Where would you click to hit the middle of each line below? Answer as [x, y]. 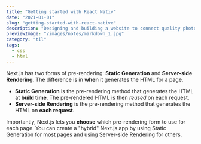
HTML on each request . [45, 110]
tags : [13, 45]
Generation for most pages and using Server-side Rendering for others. [94, 134]
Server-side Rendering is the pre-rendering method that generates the [103, 104]
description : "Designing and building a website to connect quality [93, 28]
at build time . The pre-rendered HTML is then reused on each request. [102, 97]
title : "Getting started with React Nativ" [61, 12]
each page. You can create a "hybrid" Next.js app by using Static [86, 128]
